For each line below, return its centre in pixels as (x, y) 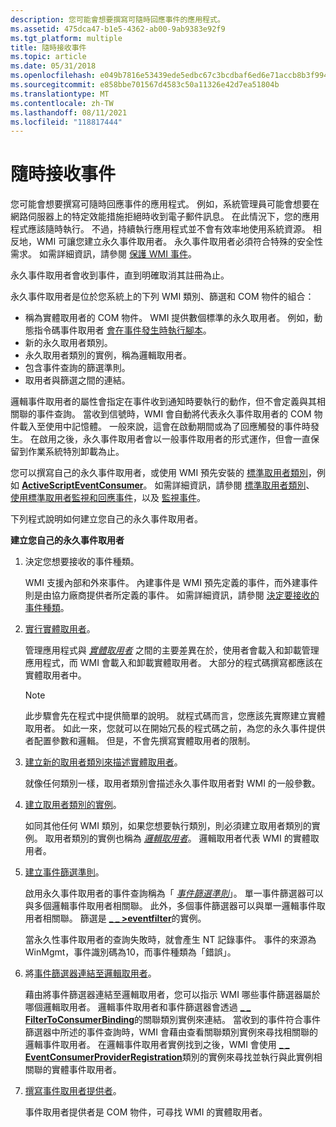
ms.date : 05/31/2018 (53, 66)
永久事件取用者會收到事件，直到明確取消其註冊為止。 (120, 275)
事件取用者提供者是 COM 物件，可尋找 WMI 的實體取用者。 (146, 1112)
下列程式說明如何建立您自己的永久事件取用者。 (106, 519)
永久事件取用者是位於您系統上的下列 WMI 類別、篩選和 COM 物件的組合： (162, 297)
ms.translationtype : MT (60, 94)
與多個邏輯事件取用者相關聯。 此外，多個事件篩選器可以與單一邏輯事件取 (175, 906)
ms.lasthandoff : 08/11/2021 (69, 112)
